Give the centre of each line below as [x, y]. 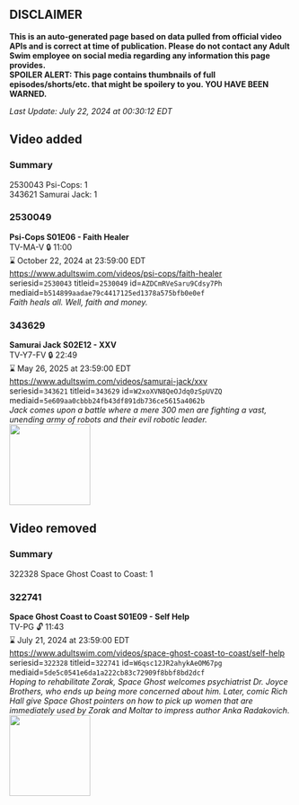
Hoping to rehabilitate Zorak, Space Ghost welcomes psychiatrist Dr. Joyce [149, 682]
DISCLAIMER [46, 15]
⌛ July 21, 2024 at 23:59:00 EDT [70, 641]
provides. [28, 65]
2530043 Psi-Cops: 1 [48, 184]
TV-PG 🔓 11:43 [37, 627]
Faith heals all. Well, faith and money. [79, 302]
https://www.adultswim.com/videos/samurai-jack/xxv [109, 382]
